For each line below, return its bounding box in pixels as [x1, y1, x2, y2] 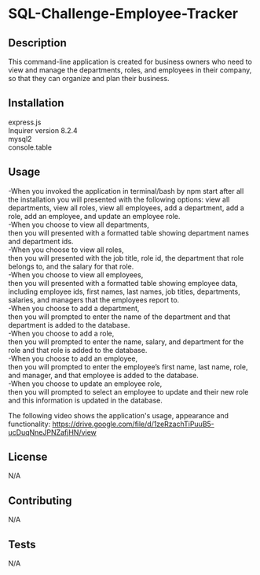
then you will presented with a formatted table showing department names [8, 228, 250, 237]
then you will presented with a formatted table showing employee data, [8, 278, 238, 287]
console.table [8, 143, 53, 152]
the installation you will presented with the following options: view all [8, 195, 230, 204]
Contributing [8, 494, 72, 507]
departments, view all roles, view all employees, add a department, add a [8, 202, 245, 213]
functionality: [8, 419, 51, 428]
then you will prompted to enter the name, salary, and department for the [8, 336, 244, 347]
